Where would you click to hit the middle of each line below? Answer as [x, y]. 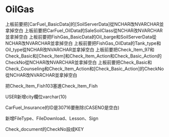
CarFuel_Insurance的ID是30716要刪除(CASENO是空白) [63, 107]
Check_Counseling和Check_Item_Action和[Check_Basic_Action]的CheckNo [85, 68]
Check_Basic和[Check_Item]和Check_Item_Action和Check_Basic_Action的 [83, 56]
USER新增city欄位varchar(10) [36, 97]
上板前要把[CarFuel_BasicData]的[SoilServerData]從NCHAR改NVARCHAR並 [85, 24]
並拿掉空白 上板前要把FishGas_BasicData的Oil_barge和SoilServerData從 [81, 37]
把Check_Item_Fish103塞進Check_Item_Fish [52, 86]
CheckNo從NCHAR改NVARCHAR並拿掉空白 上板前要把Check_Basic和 [79, 62]
